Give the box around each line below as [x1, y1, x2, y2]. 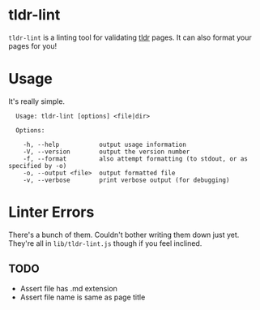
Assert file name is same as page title [19, 292, 146, 302]
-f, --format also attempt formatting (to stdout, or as [23, 154, 249, 163]
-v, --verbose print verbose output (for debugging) [23, 176, 230, 184]
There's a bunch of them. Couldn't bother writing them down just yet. [8, 230, 240, 239]
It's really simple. [8, 96, 66, 106]
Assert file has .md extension [19, 283, 117, 293]
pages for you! [8, 41, 58, 50]
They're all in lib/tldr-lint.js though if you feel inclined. [8, 238, 202, 248]
